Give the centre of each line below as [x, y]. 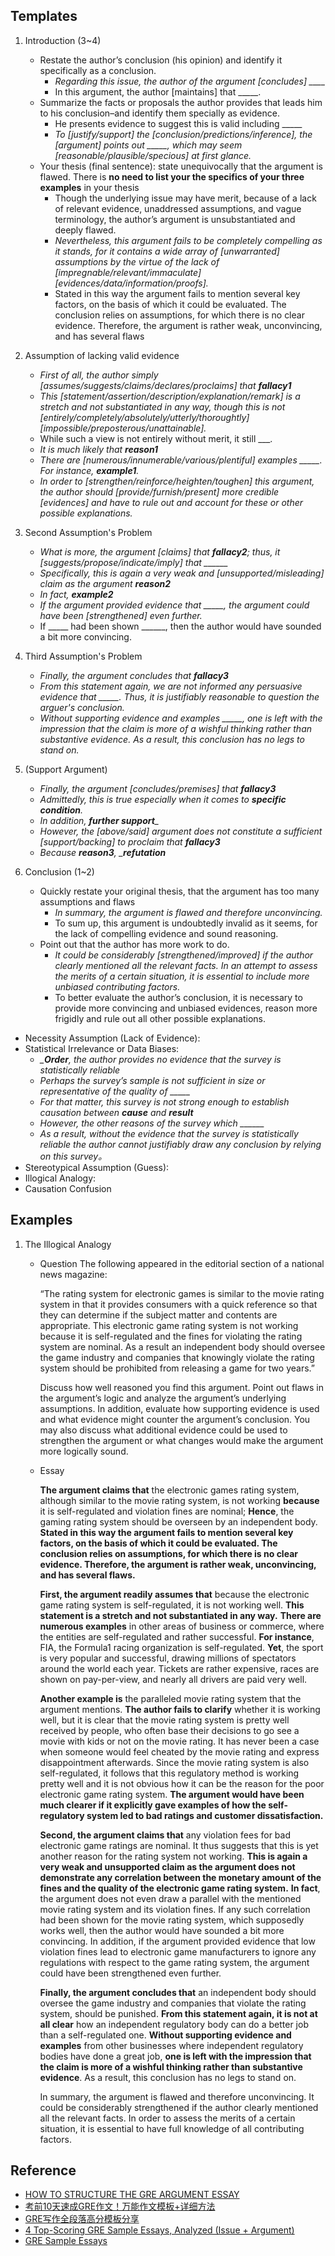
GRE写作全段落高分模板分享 [82, 2219]
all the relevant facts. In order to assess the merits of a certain [167, 2118]
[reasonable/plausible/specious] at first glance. [153, 155]
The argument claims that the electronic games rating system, [169, 1490]
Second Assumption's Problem [88, 532]
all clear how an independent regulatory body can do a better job [174, 2024]
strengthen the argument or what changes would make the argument [181, 1440]
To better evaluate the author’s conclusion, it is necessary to [178, 997]
